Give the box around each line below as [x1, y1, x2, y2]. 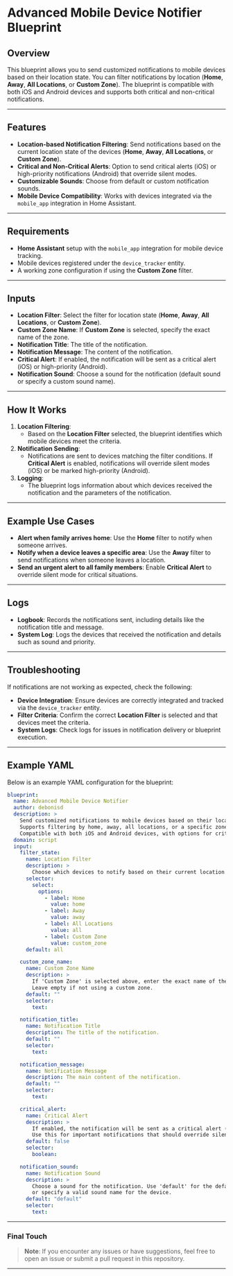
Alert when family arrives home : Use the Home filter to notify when [17, 534, 213, 542]
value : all [51, 926, 82, 933]
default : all [25, 946, 64, 953]
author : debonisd [13, 804, 64, 811]
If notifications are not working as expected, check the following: [7, 682, 193, 691]
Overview [7, 47, 51, 59]
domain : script [13, 836, 58, 843]
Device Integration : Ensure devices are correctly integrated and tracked [17, 696, 224, 705]
